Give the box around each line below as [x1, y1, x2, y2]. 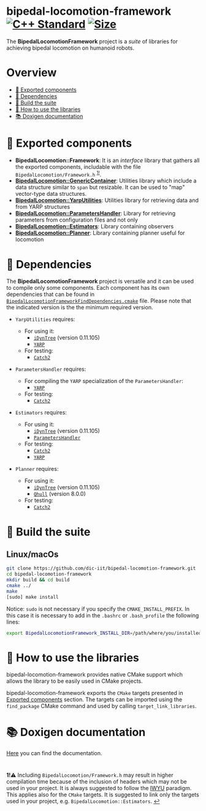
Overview [6, 66, 57, 80]
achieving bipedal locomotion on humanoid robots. [6, 44, 135, 52]
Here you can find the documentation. [6, 750, 102, 757]
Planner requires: [15, 465, 59, 473]
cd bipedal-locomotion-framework [6, 571, 92, 578]
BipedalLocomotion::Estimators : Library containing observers [15, 223, 174, 230]
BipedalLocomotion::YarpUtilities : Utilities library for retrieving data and [15, 196, 199, 204]
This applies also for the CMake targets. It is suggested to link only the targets [6, 791, 199, 798]
